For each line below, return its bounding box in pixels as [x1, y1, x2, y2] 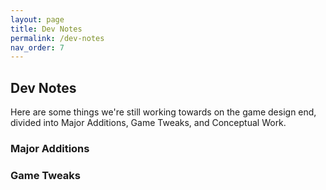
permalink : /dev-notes [10, 33, 105, 43]
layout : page [10, 14, 65, 25]
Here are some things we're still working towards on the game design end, [10, 106, 317, 118]
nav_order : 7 [10, 42, 65, 53]
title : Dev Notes [10, 24, 83, 34]
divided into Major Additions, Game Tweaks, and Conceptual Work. [10, 117, 287, 129]
